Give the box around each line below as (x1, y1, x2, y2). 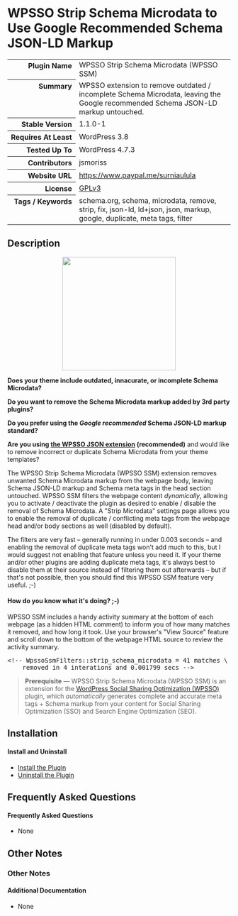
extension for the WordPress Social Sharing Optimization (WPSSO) (24, 684, 220, 692)
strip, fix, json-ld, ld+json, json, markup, (79, 204, 212, 214)
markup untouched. (79, 106, 144, 116)
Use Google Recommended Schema (7, 20, 223, 36)
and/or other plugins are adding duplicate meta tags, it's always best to (7, 558, 215, 566)
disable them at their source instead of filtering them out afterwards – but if (7, 565, 227, 574)
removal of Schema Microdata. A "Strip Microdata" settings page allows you (7, 506, 230, 515)
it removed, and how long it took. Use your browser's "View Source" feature (7, 627, 229, 636)
